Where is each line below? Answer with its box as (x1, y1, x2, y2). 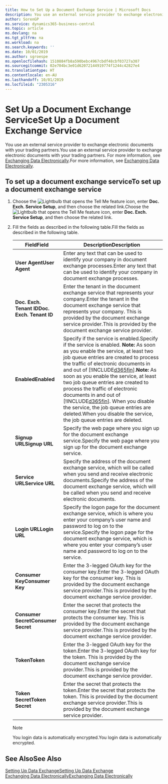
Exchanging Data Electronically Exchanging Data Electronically (5, 773, 133, 779)
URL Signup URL (14, 440, 53, 447)
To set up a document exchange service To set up (5, 177, 161, 186)
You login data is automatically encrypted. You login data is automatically (12, 734, 161, 740)
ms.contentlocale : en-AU (5, 73, 57, 78)
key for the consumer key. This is (63, 575, 141, 582)
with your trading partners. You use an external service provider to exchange (5, 146, 162, 153)
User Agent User (14, 259, 54, 266)
